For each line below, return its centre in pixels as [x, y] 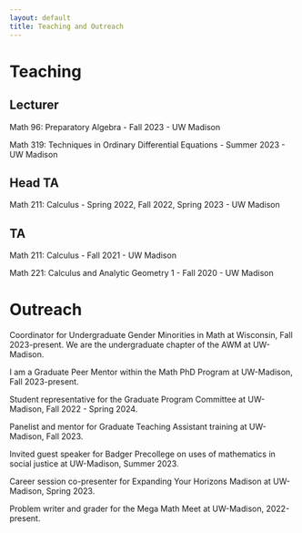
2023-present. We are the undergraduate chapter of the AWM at [131, 345]
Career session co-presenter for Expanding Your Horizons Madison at [140, 482]
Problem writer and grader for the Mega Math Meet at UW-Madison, [137, 509]
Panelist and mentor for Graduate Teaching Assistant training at [128, 427]
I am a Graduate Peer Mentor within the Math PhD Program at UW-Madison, [151, 372]
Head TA [34, 183]
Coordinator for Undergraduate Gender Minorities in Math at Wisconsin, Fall [151, 335]
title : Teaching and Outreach [67, 26]
